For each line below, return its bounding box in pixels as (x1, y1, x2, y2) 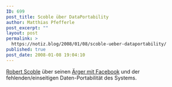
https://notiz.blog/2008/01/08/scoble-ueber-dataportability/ (11, 41, 167, 47)
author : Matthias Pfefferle (6, 19, 75, 25)
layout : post (6, 30, 38, 36)
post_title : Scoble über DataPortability (6, 14, 109, 20)
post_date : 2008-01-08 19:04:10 (6, 52, 85, 58)
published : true (6, 47, 46, 53)
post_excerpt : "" (6, 25, 49, 31)
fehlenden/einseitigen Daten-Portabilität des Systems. (6, 74, 137, 81)
